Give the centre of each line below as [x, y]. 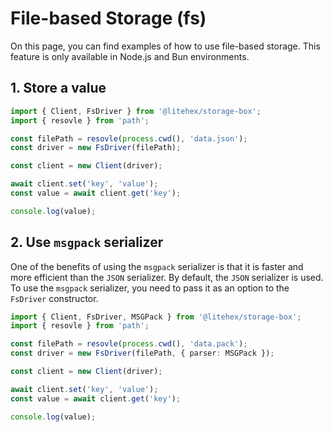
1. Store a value [58, 88]
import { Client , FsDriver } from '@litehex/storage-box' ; [136, 111]
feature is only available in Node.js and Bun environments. [130, 56]
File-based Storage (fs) [108, 18]
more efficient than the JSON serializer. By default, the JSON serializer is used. [167, 277]
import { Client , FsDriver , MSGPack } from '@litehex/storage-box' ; [156, 317]
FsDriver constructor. [54, 298]
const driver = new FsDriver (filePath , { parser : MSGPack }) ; [142, 353]
